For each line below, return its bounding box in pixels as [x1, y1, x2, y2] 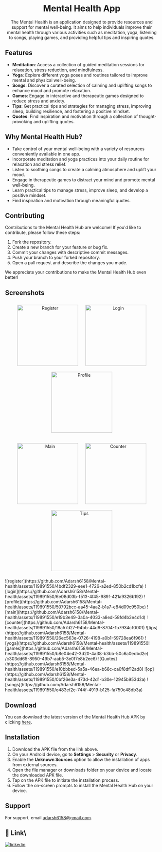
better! [5, 274, 18, 280]
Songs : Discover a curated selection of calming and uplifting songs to [12, 82, 152, 88]
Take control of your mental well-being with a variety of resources [12, 146, 145, 152]
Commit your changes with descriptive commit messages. [12, 250, 129, 255]
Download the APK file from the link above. [12, 746, 98, 752]
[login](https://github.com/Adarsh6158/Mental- [5, 588, 99, 595]
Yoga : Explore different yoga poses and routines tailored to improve [12, 72, 148, 78]
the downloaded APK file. [12, 772, 63, 778]
